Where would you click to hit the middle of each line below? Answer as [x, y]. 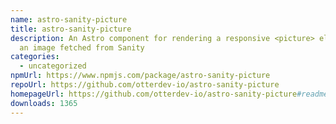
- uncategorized [53, 66]
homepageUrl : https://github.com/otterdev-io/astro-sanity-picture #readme [169, 94]
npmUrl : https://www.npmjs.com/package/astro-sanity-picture [140, 76]
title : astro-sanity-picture [71, 29]
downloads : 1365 [44, 103]
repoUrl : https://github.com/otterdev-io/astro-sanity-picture [145, 85]
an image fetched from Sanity [82, 47]
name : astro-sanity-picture [69, 19]
